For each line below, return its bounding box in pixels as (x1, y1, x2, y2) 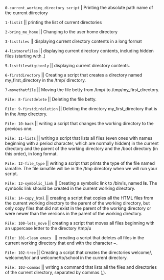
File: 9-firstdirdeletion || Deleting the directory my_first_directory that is (5, 106, 158, 111)
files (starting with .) (5, 53, 46, 59)
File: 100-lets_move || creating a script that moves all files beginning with (5, 220, 155, 226)
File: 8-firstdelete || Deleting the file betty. (5, 96, 97, 102)
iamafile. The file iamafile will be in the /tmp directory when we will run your (5, 166, 158, 171)
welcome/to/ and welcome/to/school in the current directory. (5, 255, 128, 260)
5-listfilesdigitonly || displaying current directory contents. (5, 63, 130, 68)
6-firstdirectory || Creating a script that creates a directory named (5, 72, 142, 78)
